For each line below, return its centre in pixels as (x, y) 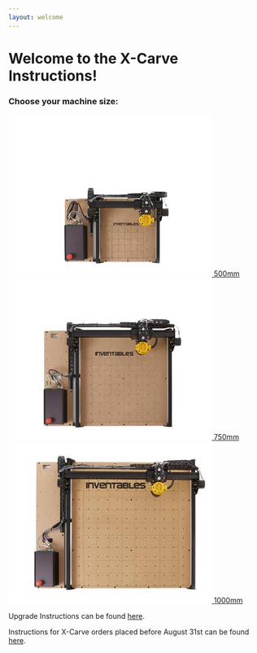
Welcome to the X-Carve (94, 58)
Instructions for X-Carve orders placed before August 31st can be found (129, 632)
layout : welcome (36, 17)
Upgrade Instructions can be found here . (76, 616)
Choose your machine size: (63, 101)
